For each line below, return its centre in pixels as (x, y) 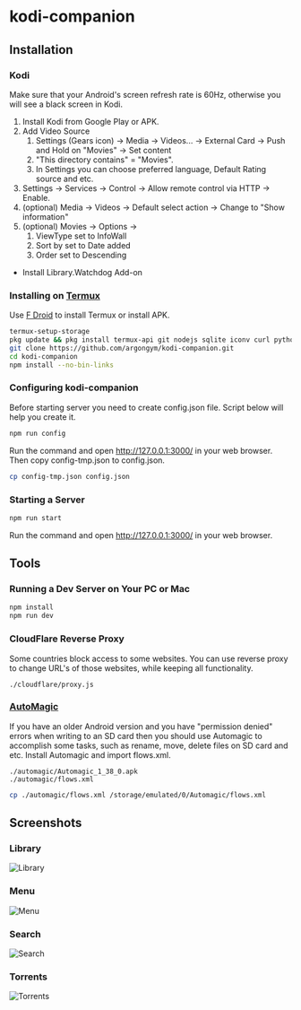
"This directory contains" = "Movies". (104, 160)
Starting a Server (47, 500)
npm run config (38, 433)
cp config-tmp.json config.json (69, 476)
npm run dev (31, 616)
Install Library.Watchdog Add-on (82, 272)
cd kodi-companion (43, 356)
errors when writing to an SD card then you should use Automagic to (136, 736)
